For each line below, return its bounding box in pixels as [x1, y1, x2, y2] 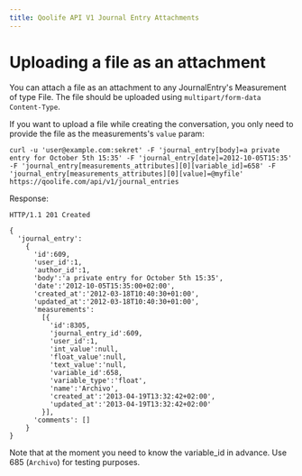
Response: [9, 193, 50, 204]
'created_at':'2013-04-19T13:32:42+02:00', [49, 391, 216, 401]
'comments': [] [32, 416, 91, 425]
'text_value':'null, [49, 360, 127, 370]
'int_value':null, [49, 344, 119, 353]
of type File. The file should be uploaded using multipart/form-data [9, 91, 261, 102]
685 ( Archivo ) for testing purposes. [9, 456, 141, 467]
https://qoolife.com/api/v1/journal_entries [9, 177, 179, 186]
